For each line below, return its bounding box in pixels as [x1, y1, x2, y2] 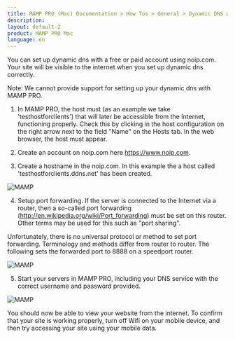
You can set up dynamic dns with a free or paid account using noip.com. [7, 55, 217, 64]
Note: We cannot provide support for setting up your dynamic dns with [7, 84, 211, 92]
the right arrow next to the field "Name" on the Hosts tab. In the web [17, 127, 215, 136]
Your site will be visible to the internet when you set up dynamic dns [7, 63, 204, 71]
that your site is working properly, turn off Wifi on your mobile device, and [7, 317, 220, 325]
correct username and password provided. [17, 282, 141, 291]
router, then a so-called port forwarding [17, 204, 131, 212]
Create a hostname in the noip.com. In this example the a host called [17, 162, 215, 170]
